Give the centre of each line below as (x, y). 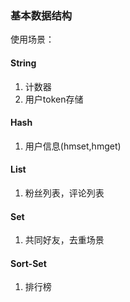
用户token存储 (54, 99)
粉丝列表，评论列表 (64, 193)
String (23, 63)
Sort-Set (28, 263)
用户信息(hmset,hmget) (73, 146)
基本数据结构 (41, 15)
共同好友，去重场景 (64, 240)
